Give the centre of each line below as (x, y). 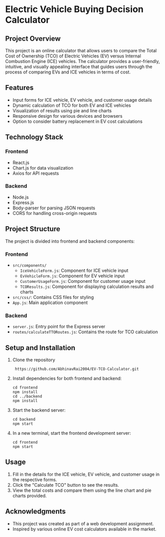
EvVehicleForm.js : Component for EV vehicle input (72, 276)
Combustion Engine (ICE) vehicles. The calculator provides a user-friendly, (82, 61)
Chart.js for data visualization (43, 168)
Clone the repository (34, 360)
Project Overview (33, 39)
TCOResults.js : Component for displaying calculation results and (87, 286)
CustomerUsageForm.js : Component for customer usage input (83, 281)
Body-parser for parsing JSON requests (54, 208)
